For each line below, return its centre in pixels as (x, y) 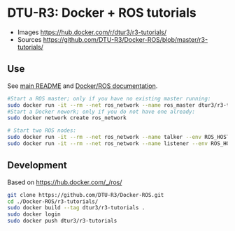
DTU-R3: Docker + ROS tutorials (102, 13)
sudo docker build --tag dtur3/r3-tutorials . (76, 208)
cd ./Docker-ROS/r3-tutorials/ (53, 201)
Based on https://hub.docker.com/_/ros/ (65, 182)
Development (37, 165)
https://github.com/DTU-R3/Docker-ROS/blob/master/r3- (126, 39)
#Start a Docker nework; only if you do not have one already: (101, 112)
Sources (29, 39)
